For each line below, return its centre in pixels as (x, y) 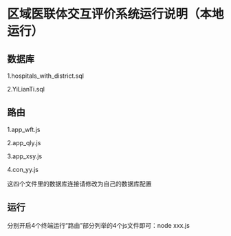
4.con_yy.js (23, 169)
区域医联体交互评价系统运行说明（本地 (116, 14)
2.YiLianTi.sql (26, 89)
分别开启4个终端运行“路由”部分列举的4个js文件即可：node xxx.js (99, 225)
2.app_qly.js (24, 142)
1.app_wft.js (24, 129)
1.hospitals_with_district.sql (46, 76)
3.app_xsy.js (25, 156)
